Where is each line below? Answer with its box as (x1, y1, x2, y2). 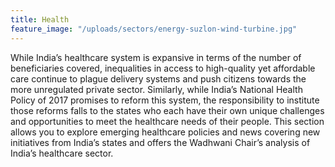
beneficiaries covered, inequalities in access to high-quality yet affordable (10, 62, 316, 74)
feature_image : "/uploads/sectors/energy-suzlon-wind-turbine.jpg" (10, 24, 298, 34)
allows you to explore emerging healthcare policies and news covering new (10, 126, 321, 138)
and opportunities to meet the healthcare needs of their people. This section (10, 115, 325, 127)
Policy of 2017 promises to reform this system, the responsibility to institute (10, 94, 320, 106)
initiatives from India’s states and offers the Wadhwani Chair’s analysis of (10, 136, 311, 148)
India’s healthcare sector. (10, 147, 114, 159)
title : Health (10, 14, 70, 25)
